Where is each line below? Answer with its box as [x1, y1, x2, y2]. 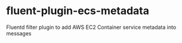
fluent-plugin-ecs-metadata [6, 4, 150, 18]
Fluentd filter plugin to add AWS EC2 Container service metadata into [6, 24, 177, 31]
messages [6, 29, 32, 37]
